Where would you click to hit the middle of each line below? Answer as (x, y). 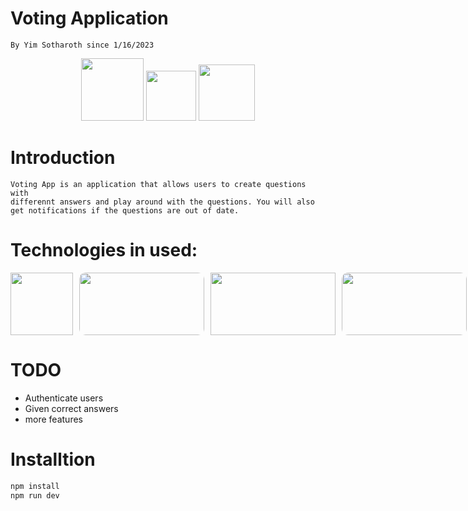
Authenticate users (64, 398)
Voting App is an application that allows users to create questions (158, 184)
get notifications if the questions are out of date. (125, 210)
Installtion (53, 459)
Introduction (63, 158)
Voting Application (89, 18)
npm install (35, 486)
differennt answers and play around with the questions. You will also (162, 202)
